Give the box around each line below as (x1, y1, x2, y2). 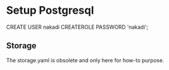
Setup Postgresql (6, 4, 94, 17)
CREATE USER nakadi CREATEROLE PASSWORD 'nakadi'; (6, 23, 149, 31)
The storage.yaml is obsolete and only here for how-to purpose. (6, 56, 164, 63)
